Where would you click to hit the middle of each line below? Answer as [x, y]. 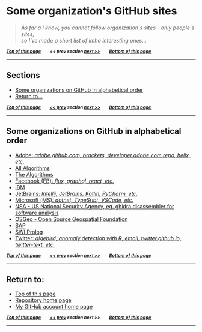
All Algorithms [32, 168]
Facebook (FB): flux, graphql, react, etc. [64, 181]
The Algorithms [34, 174]
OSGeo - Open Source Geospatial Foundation [71, 219]
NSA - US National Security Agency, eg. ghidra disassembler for [94, 206]
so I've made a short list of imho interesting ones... [84, 40]
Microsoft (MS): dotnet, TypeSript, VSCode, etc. [74, 200]
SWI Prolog [29, 232]
